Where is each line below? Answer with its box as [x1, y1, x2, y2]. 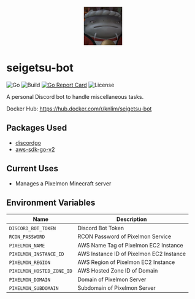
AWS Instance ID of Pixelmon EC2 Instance [77, 250, 186, 257]
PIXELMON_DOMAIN [9, 277, 51, 283]
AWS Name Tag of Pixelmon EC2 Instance [77, 241, 183, 249]
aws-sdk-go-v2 [15, 146, 55, 153]
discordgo [15, 139, 42, 146]
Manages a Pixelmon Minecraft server [15, 179, 112, 187]
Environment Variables [6, 197, 96, 208]
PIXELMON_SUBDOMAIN [9, 285, 59, 292]
